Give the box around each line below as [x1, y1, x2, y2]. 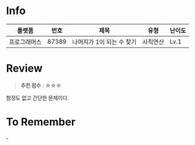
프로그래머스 [9, 38, 42, 46]
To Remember [6, 116, 76, 129]
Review [6, 62, 43, 75]
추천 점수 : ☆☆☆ [20, 82, 62, 89]
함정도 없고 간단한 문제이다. [6, 94, 69, 101]
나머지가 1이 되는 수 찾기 [72, 38, 137, 46]
